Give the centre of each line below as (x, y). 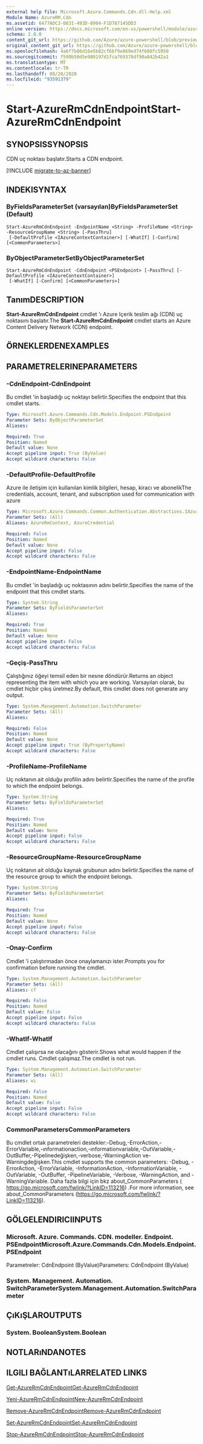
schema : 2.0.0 (24, 34)
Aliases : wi (21, 1081)
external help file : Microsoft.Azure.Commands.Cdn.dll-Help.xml (89, 12)
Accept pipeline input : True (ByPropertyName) (66, 745)
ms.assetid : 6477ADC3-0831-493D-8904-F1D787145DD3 (71, 23)
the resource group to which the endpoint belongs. (69, 877)
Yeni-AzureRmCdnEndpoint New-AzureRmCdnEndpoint (75, 1399)
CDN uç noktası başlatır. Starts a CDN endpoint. (65, 159)
